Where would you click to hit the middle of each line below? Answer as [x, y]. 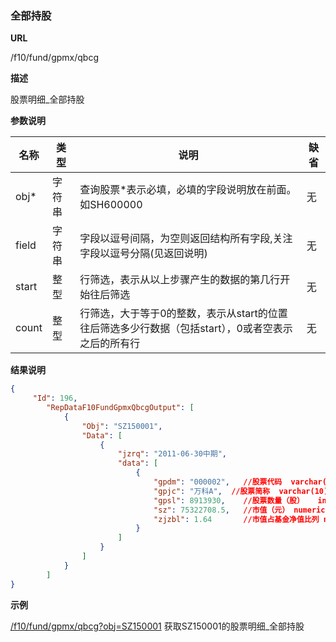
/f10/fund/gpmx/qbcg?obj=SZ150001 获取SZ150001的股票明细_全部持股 [157, 626]
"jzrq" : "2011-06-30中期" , [172, 454]
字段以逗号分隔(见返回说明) [143, 254]
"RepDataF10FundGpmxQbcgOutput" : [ [120, 408]
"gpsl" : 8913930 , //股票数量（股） [229, 500]
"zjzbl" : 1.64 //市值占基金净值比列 [236, 519]
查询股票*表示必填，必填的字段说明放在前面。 [188, 190]
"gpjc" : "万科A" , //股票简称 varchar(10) [241, 491]
